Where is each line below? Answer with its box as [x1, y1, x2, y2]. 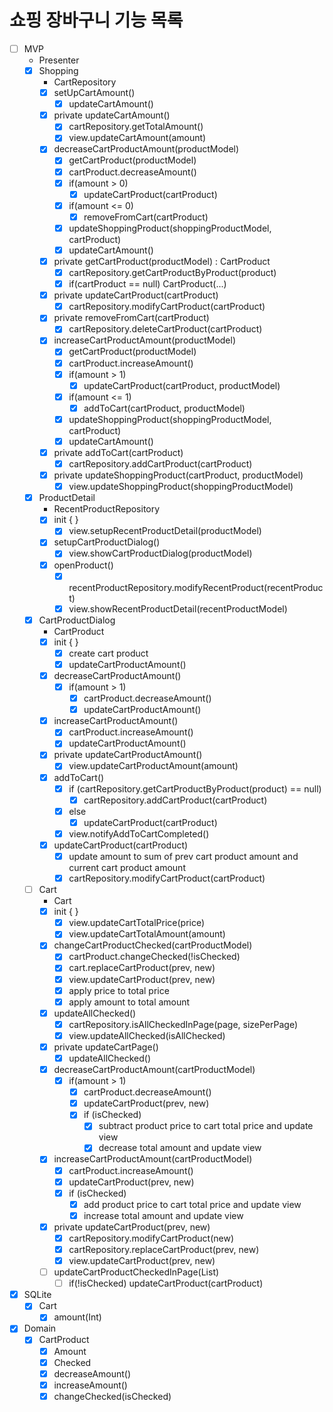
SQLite [23, 1289, 52, 1301]
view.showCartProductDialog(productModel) [68, 547, 253, 560]
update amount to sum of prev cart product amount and [68, 850, 299, 862]
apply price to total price [68, 984, 170, 996]
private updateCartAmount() [53, 109, 171, 121]
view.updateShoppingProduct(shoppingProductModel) [68, 481, 294, 493]
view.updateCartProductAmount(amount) [68, 760, 239, 772]
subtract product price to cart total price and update [98, 1120, 314, 1132]
